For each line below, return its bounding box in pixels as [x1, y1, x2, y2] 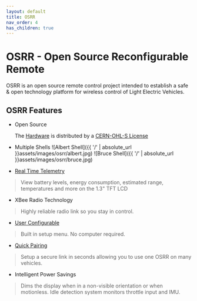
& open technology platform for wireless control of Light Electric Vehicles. [6, 89, 185, 96]
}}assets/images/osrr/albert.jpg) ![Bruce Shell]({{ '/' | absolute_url [14, 150, 174, 157]
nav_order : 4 [6, 19, 38, 25]
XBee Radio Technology [14, 197, 74, 203]
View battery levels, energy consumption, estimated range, [20, 179, 163, 185]
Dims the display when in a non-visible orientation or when [20, 282, 163, 289]
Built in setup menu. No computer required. [20, 231, 125, 238]
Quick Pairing [14, 242, 48, 249]
